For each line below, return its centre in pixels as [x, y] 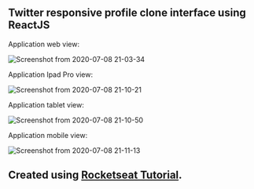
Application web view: [44, 44]
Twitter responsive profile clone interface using [127, 13]
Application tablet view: [46, 104]
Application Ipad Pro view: [50, 75]
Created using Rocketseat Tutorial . [95, 175]
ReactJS [29, 25]
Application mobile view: [48, 135]
